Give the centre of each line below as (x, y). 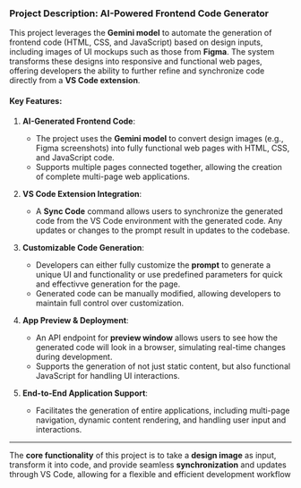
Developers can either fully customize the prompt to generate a (153, 265)
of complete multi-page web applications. (112, 176)
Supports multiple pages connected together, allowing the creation (159, 167)
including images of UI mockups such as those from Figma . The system (142, 52)
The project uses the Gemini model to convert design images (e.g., (159, 138)
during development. (74, 356)
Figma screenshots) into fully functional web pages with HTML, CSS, (163, 148)
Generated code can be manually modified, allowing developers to (158, 293)
